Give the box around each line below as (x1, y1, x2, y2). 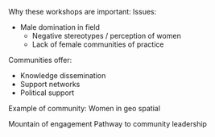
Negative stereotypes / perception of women (31, 31, 181, 40)
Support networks (19, 80, 81, 89)
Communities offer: (8, 56, 72, 64)
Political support (19, 88, 75, 98)
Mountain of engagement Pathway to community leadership (8, 119, 208, 128)
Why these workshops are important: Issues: (8, 7, 157, 16)
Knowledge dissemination (19, 71, 106, 80)
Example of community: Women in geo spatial (8, 104, 161, 113)
